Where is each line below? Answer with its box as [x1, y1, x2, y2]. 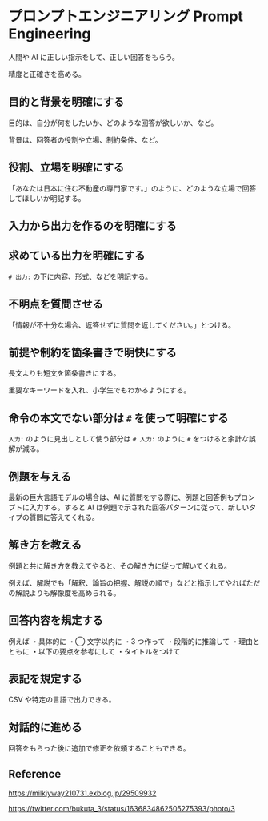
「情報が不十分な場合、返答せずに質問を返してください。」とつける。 [8, 320, 236, 329]
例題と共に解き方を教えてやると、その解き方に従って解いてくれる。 [8, 561, 232, 570]
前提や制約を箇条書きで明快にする [8, 345, 178, 359]
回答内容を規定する [8, 614, 103, 627]
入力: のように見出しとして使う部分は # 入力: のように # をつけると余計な [8, 434, 250, 444]
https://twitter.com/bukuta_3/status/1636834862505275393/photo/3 [8, 804, 236, 814]
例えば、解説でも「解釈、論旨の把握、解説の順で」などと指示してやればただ [8, 578, 261, 587]
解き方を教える [8, 538, 82, 552]
